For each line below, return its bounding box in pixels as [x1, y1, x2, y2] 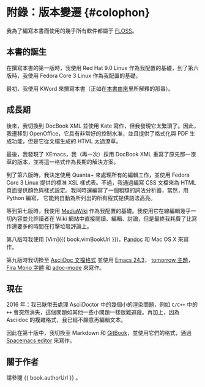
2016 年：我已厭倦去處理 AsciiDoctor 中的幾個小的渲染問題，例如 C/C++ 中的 [6, 301, 198, 308]
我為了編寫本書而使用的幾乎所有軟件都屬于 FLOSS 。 [6, 27, 138, 34]
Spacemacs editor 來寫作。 [6, 337, 75, 344]
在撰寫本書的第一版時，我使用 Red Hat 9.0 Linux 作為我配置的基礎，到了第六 [6, 64, 199, 71]
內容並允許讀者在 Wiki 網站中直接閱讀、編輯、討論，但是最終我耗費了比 [11, 215, 192, 222]
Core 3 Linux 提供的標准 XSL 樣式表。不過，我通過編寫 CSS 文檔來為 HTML [6, 178, 196, 186]
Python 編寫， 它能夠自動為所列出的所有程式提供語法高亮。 [6, 194, 156, 201]
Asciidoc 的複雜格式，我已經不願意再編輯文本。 [6, 316, 127, 324]
